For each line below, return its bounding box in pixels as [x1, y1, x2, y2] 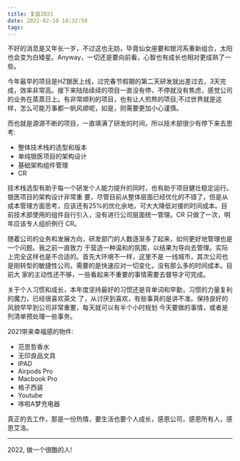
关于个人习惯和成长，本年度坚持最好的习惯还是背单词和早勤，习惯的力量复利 [7, 285, 233, 294]
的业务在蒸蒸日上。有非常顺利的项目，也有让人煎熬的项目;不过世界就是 [7, 95, 216, 103]
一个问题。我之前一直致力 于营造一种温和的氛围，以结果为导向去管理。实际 [7, 243, 229, 252]
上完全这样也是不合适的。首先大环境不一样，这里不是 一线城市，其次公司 [7, 253, 222, 261]
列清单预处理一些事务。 [7, 312, 76, 321]
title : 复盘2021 [7, 10, 54, 18]
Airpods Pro [17, 367, 54, 375]
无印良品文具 [17, 351, 56, 360]
